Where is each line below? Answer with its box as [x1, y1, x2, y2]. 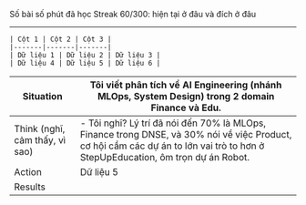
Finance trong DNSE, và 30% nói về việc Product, [79, 128, 292, 140]
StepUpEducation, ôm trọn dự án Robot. [79, 151, 250, 163]
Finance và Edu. [150, 101, 221, 114]
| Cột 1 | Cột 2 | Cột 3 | [9, 35, 112, 44]
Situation [22, 90, 63, 102]
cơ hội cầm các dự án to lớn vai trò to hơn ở [79, 139, 265, 152]
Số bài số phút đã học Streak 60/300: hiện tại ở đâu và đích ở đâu [9, 9, 257, 19]
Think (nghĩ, [14, 123, 66, 135]
